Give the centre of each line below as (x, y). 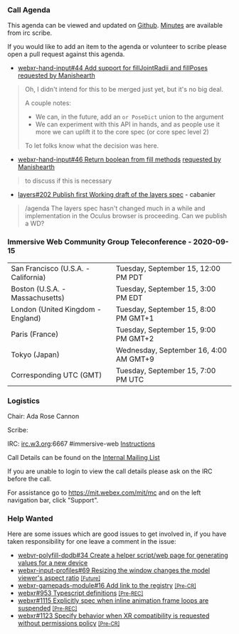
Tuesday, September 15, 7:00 (166, 370)
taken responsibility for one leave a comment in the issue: (92, 542)
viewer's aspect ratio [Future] (59, 578)
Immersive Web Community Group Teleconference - (100, 242)
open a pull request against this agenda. (66, 54)
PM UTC (130, 380)
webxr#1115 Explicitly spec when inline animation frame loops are (113, 601)
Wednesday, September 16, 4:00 (171, 350)
